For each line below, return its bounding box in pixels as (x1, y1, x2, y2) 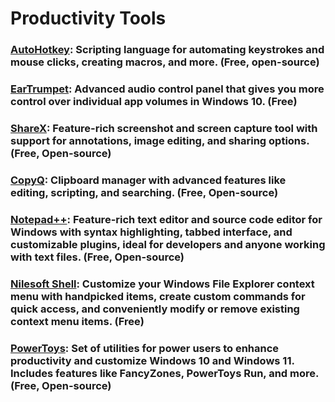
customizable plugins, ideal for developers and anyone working (10, 237, 326, 251)
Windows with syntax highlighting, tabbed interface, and (10, 225, 293, 239)
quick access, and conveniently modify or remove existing (10, 302, 300, 316)
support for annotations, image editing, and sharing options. (10, 133, 310, 147)
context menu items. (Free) (10, 314, 145, 328)
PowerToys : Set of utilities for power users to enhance (10, 341, 280, 355)
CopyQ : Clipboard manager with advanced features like (10, 173, 287, 187)
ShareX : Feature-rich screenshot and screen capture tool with (10, 121, 318, 135)
